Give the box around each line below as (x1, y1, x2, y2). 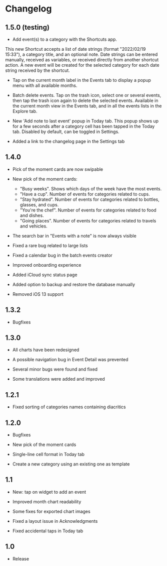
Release (12, 555, 29, 561)
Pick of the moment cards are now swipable (12, 166, 103, 172)
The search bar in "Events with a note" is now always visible (12, 233, 136, 239)
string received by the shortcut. (5, 67, 70, 73)
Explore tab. (12, 108, 37, 114)
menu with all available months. (12, 82, 77, 88)
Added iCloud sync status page (12, 272, 77, 278)
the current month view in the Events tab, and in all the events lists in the (12, 103, 162, 108)
